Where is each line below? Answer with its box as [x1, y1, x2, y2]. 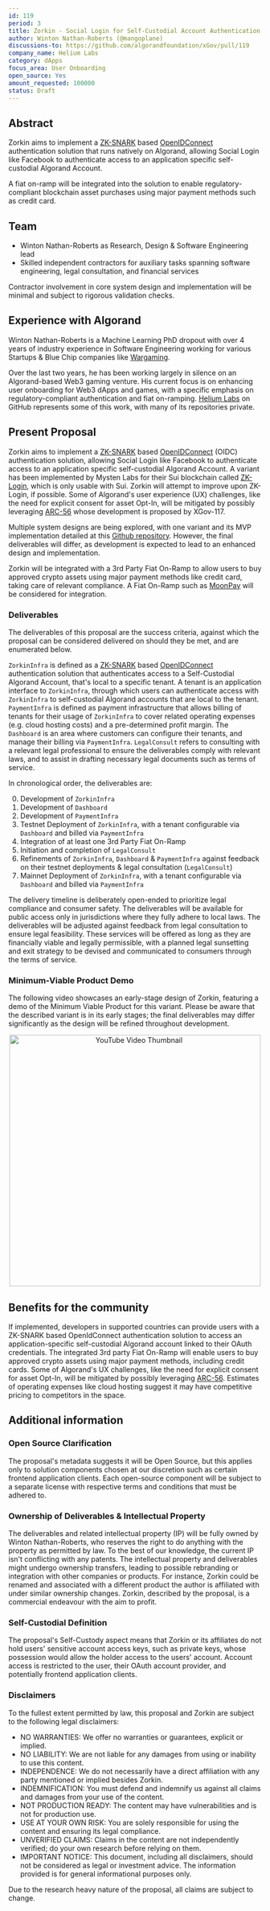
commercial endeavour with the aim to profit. [8, 1597, 157, 1607]
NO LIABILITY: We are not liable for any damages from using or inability [19, 1749, 256, 1759]
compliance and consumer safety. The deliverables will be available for [8, 903, 243, 913]
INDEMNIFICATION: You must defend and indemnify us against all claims [19, 1783, 261, 1793]
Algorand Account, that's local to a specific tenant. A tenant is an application [8, 677, 262, 686]
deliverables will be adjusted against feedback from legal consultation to [8, 920, 248, 930]
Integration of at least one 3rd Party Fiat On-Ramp [19, 836, 186, 846]
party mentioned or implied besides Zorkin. [19, 1775, 163, 1785]
